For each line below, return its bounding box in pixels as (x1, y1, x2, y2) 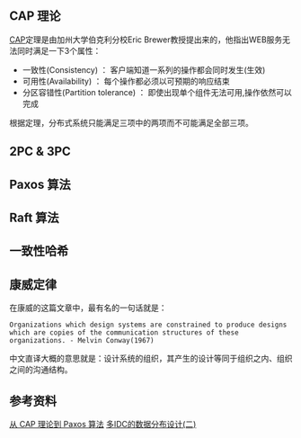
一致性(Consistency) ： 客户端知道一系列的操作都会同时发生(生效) (22, 64, 266, 75)
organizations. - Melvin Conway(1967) (9, 336, 155, 345)
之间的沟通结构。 (9, 364, 73, 375)
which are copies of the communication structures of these (9, 328, 240, 337)
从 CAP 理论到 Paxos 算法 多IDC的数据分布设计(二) (9, 419, 197, 429)
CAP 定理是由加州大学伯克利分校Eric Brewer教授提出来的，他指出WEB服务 (9, 34, 283, 45)
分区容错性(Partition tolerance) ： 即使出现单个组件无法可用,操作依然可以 (22, 86, 292, 97)
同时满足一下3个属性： (16, 45, 102, 56)
